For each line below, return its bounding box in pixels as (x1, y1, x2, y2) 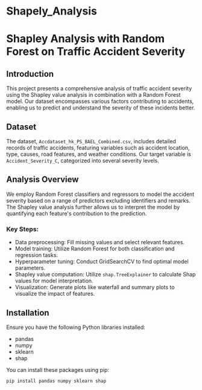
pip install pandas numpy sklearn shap (6, 378, 107, 384)
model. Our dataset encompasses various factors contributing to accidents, (6, 98, 194, 105)
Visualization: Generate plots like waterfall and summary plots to (14, 284, 175, 291)
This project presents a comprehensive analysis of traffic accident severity (6, 85, 192, 92)
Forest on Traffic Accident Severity (6, 45, 186, 59)
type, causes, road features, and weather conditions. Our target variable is (6, 151, 191, 158)
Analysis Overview (6, 174, 79, 185)
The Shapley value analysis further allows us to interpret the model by (6, 203, 180, 210)
